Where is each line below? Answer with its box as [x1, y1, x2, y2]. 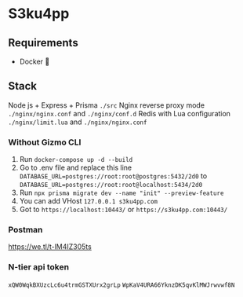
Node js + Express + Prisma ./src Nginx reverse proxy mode [8, 100, 205, 110]
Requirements [8, 36, 78, 49]
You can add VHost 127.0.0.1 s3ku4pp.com [19, 196, 158, 206]
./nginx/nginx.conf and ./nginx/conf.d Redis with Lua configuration [8, 108, 231, 118]
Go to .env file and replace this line [19, 163, 132, 173]
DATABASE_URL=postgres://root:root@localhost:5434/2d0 [19, 181, 203, 189]
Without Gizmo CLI [8, 137, 82, 148]
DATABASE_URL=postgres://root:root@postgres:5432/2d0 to [19, 171, 208, 181]
